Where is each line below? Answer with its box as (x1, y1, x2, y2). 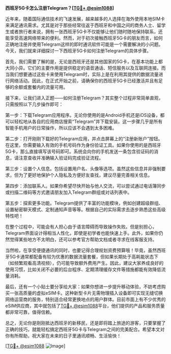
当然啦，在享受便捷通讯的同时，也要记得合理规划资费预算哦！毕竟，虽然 (5, 247, 157, 253)
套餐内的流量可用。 (27, 84, 68, 90)
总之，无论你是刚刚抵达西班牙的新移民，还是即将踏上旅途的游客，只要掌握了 (5, 320, 166, 326)
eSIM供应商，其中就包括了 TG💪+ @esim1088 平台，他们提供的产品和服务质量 (5, 303, 165, 309)
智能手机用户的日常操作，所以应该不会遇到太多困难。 (5, 125, 117, 131)
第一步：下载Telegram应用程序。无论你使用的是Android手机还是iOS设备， (5, 112, 160, 118)
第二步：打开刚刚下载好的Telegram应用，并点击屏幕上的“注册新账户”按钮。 (5, 136, 163, 142)
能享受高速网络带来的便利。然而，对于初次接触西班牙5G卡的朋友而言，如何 (5, 35, 163, 41)
